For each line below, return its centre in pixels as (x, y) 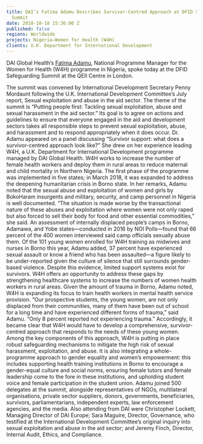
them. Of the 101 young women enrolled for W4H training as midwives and (98, 241)
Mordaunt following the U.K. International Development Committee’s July (97, 94)
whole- (163, 351)
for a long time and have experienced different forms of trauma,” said (92, 312)
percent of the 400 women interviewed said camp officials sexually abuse (98, 235)
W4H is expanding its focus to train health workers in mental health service (100, 293)
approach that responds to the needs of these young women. (103, 331)
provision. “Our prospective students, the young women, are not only (92, 299)
